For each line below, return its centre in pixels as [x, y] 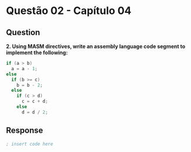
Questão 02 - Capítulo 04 [69, 11]
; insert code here [30, 144]
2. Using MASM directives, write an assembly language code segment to [96, 46]
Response [25, 131]
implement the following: [37, 53]
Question [23, 32]
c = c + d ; [35, 101]
